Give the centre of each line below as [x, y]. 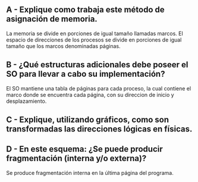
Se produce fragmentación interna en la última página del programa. [90, 172]
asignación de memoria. [52, 19]
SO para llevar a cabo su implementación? [86, 74]
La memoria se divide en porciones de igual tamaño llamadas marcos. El [95, 33]
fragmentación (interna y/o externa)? [76, 159]
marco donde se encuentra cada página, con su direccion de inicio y [90, 95]
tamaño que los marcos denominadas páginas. [63, 46]
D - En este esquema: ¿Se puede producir [85, 149]
